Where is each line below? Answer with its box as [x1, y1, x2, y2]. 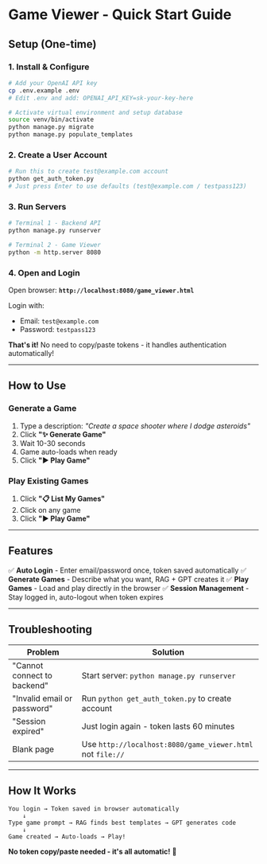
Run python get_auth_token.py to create [81, 693, 232, 704]
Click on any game [19, 506, 81, 514]
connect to [12, 670, 53, 681]
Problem [26, 647, 60, 658]
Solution [152, 647, 185, 658]
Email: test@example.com [19, 316, 99, 326]
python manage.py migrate [8, 123, 94, 131]
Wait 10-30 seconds [19, 438, 86, 448]
